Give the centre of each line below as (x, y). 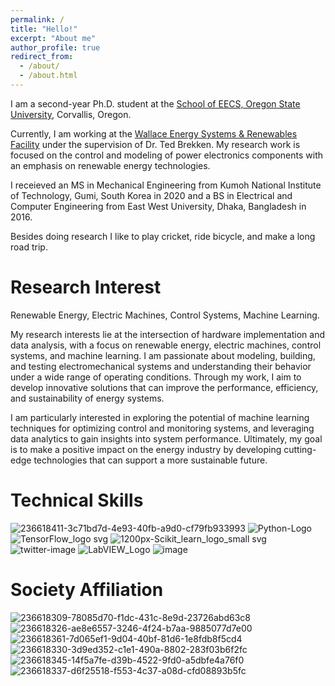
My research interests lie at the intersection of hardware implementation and (168, 334)
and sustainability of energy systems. (87, 398)
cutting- (300, 449)
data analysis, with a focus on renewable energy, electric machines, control (166, 345)
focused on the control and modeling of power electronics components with (167, 155)
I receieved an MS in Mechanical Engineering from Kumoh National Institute (166, 185)
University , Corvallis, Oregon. (71, 114)
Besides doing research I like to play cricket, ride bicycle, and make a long (163, 236)
